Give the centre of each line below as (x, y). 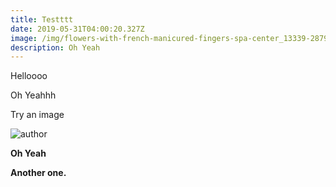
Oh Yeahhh (33, 95)
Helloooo (29, 76)
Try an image (37, 115)
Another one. (38, 173)
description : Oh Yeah (55, 47)
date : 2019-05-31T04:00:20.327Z (77, 29)
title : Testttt (42, 19)
